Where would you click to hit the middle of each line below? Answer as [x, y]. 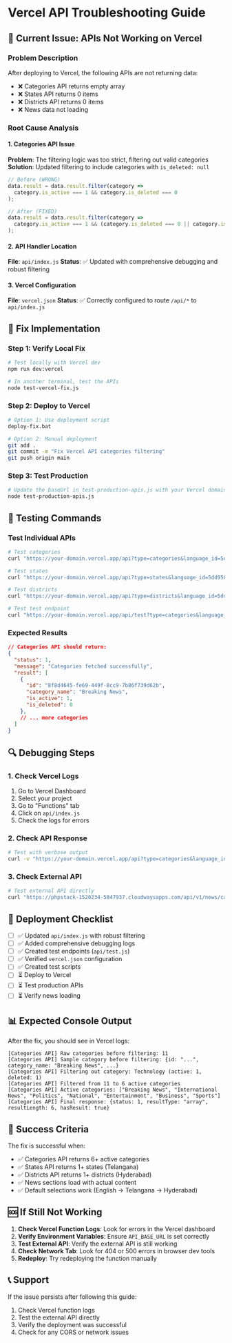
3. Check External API [45, 877]
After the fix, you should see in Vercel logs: [69, 1041]
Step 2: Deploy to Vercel [49, 405]
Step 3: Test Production [48, 476]
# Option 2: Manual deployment [53, 439]
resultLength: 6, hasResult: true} [59, 1108]
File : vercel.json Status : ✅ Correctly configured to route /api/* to [102, 300]
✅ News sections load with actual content [77, 1182]
